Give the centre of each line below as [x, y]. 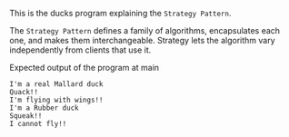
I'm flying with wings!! [56, 100]
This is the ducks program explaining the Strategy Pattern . [120, 13]
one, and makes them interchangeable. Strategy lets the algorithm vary [142, 40]
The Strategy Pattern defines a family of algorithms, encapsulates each [144, 30]
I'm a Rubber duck [44, 108]
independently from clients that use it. [80, 50]
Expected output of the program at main [85, 68]
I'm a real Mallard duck [56, 84]
